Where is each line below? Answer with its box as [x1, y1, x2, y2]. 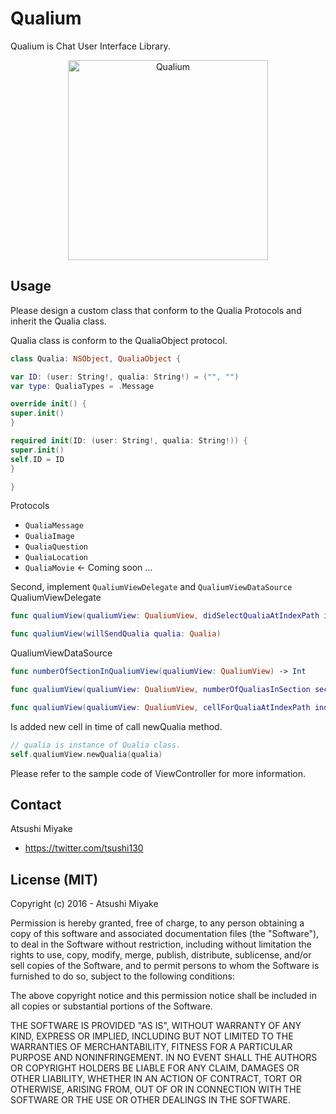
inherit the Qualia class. [10, 315, 107, 327]
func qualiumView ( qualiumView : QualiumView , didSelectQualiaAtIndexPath [10, 611, 320, 621]
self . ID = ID [10, 454, 65, 464]
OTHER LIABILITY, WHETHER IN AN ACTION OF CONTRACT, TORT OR [10, 1073, 302, 1085]
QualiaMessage [24, 521, 84, 531]
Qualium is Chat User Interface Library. [10, 40, 171, 52]
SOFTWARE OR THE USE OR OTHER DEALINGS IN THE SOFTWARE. [10, 1094, 291, 1106]
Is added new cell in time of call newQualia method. [10, 720, 223, 732]
